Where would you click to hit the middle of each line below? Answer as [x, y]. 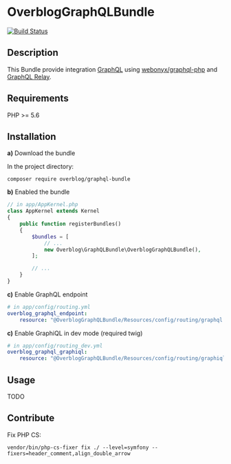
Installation [32, 136]
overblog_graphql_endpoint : [47, 313]
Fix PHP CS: [24, 434]
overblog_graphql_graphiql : [47, 352]
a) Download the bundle [41, 153]
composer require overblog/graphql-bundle [69, 179]
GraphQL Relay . [29, 77]
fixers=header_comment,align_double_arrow [69, 453]
